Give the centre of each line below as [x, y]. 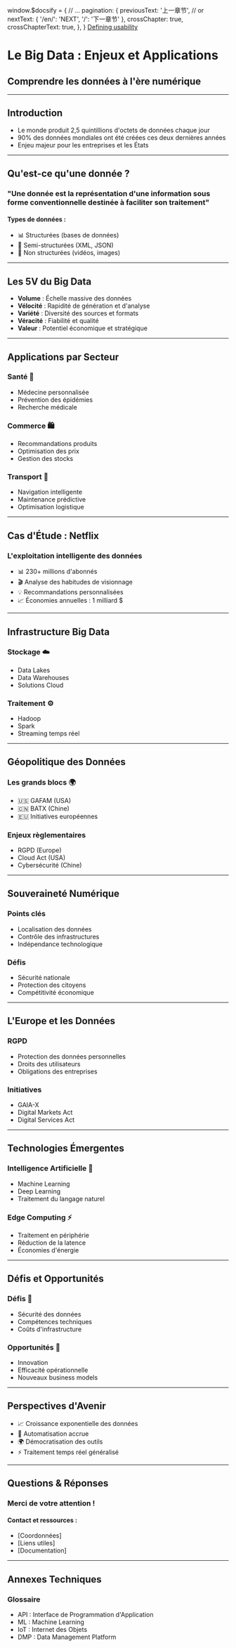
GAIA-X [28, 1105]
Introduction [35, 113]
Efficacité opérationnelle [53, 1370]
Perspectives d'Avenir [57, 1406]
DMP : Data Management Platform [67, 1637]
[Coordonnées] [39, 1536]
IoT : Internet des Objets [52, 1630]
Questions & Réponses [58, 1483]
